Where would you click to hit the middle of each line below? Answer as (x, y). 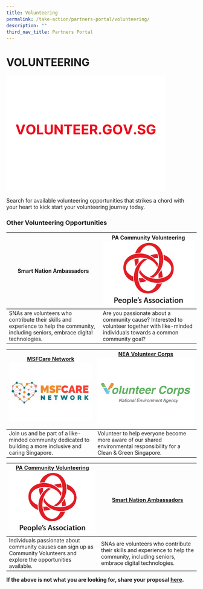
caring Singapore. (31, 453)
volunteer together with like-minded (148, 326)
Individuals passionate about (44, 541)
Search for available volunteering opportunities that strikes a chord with (95, 201)
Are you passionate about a (137, 313)
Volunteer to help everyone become (142, 434)
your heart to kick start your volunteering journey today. (76, 207)
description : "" (27, 25)
